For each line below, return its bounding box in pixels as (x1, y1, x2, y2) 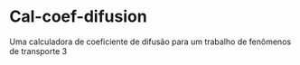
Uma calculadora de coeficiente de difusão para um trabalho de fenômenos (9, 36, 292, 47)
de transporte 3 (9, 45, 68, 56)
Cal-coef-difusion (9, 6, 147, 27)
